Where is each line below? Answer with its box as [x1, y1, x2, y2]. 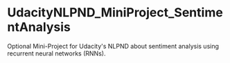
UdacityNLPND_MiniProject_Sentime [7, 5, 223, 21]
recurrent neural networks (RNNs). [7, 49, 106, 58]
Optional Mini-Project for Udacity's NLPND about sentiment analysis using [7, 42, 220, 50]
